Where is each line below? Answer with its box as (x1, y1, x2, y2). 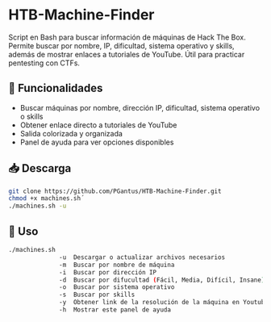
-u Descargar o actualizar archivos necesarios (59, 253, 226, 261)
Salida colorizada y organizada (19, 128, 123, 138)
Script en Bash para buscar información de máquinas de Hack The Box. (8, 32, 246, 42)
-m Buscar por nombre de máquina (59, 261, 175, 269)
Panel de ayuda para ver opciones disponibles (19, 137, 174, 147)
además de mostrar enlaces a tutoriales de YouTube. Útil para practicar (8, 49, 245, 59)
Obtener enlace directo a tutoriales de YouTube (19, 119, 177, 130)
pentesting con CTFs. (8, 58, 81, 68)
